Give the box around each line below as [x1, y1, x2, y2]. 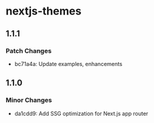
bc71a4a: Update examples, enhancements [14, 60, 122, 67]
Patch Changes [5, 47, 52, 55]
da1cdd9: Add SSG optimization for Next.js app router [14, 110, 149, 117]
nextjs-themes [5, 4, 82, 18]
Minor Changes [5, 96, 52, 104]
